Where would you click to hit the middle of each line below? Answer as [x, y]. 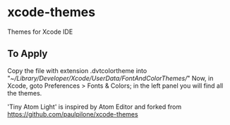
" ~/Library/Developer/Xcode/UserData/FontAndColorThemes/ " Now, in [110, 78]
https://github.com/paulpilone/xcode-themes [73, 114]
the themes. [25, 93]
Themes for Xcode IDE [40, 32]
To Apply [28, 54]
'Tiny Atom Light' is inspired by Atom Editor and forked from [95, 107]
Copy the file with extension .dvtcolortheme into [77, 70]
